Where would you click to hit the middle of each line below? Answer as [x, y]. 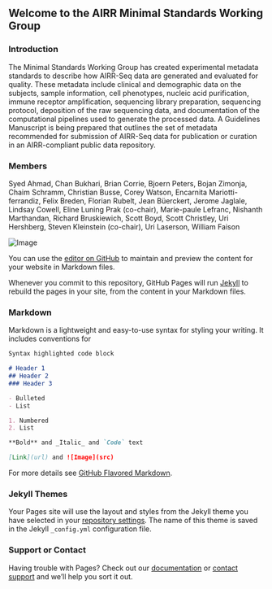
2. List [22, 428]
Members [28, 166]
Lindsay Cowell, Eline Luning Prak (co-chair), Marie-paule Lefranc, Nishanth [136, 209]
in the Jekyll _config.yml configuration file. [80, 529]
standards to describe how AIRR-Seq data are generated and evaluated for [133, 76]
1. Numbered [28, 421]
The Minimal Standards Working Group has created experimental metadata [134, 67]
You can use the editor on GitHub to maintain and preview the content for [131, 258]
